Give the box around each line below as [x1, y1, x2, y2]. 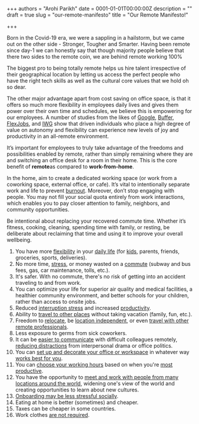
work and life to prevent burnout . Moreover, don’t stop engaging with [6, 187, 175, 194]
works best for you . [15, 355, 63, 362]
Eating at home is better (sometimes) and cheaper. [15, 399, 139, 406]
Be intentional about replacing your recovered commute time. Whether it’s [6, 217, 187, 224]
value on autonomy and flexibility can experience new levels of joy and [6, 127, 179, 133]
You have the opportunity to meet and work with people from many [15, 374, 179, 381]
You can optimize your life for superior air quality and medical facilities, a [15, 285, 193, 293]
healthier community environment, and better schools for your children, [15, 292, 190, 298]
